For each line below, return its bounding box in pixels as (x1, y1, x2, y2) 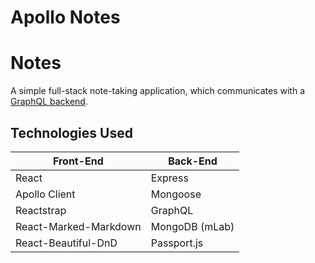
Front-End (52, 154, 104, 168)
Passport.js (150, 236, 204, 250)
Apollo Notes (10, 6, 121, 29)
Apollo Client (15, 187, 76, 201)
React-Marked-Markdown (15, 219, 142, 233)
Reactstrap (15, 203, 67, 217)
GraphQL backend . (10, 96, 88, 108)
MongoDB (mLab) (150, 219, 235, 233)
